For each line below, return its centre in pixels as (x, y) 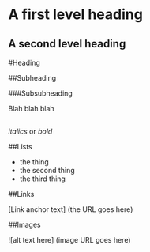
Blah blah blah (31, 109)
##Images (24, 225)
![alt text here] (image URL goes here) (70, 240)
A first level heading (76, 15)
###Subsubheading (40, 93)
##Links (21, 194)
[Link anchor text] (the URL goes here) (71, 209)
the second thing (47, 171)
